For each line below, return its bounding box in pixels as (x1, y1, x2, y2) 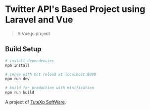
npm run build (5, 90, 35, 95)
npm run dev (5, 76, 30, 82)
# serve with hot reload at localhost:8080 (5, 72, 97, 77)
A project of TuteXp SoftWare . (5, 99, 66, 105)
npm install (5, 63, 30, 68)
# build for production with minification (5, 86, 94, 91)
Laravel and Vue (5, 14, 73, 25)
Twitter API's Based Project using (5, 3, 146, 15)
